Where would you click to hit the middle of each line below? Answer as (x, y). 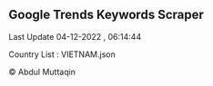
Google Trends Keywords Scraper (106, 15)
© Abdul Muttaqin (42, 72)
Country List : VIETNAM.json (62, 54)
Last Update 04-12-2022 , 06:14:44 (75, 36)
